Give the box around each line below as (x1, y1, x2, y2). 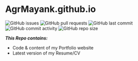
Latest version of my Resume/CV (12, 50, 80, 56)
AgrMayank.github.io (5, 3, 96, 15)
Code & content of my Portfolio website (12, 44, 94, 50)
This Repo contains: (5, 35, 48, 41)
